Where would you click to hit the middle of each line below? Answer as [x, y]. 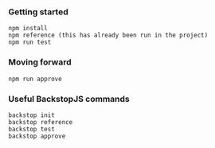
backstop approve [37, 136]
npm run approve [35, 79]
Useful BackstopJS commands [69, 99]
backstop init [32, 115]
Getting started [39, 12]
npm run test [30, 42]
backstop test [32, 129]
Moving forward [40, 62]
